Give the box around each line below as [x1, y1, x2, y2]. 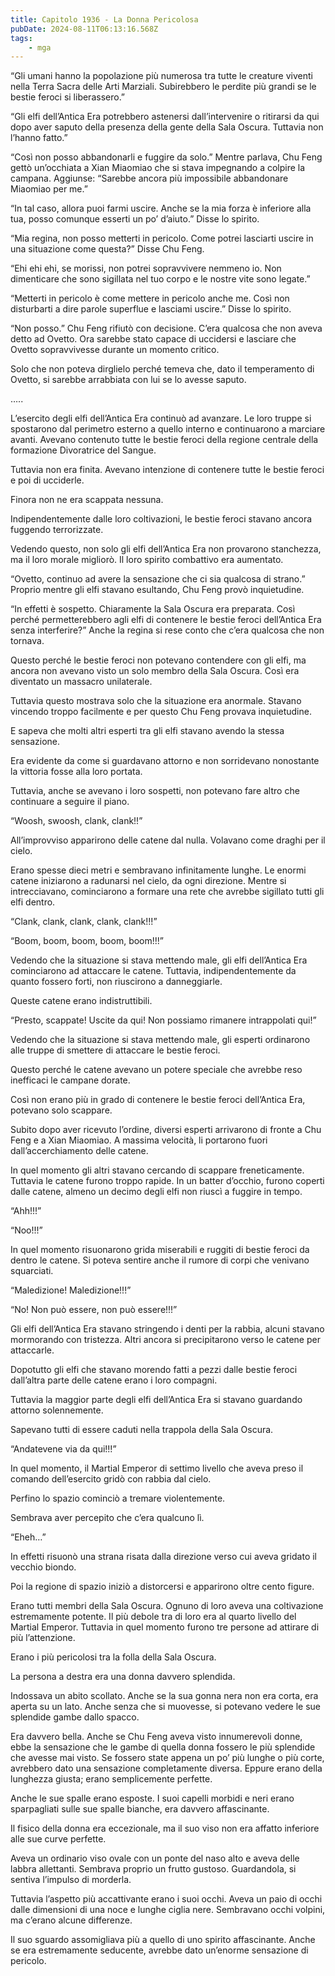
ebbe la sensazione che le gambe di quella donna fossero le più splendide [10, 1741, 316, 1753]
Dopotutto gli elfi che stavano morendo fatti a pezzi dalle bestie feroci [10, 1364, 298, 1376]
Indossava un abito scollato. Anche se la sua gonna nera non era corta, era [10, 1690, 319, 1702]
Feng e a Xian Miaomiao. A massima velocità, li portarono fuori [10, 1134, 268, 1146]
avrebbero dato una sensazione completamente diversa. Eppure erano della [10, 1762, 323, 1775]
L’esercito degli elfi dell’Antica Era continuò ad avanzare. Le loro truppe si [10, 412, 312, 425]
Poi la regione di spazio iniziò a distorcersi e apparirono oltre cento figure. [10, 1581, 315, 1593]
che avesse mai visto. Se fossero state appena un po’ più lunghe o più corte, [10, 1752, 325, 1764]
